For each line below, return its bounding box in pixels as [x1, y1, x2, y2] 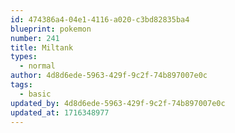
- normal [19, 61, 56, 71]
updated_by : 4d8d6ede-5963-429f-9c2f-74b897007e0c [10, 98, 226, 108]
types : [10, 52, 38, 62]
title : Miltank [10, 42, 74, 53]
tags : [10, 80, 33, 90]
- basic [19, 89, 52, 99]
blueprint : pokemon [10, 24, 92, 34]
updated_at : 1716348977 [10, 107, 110, 118]
